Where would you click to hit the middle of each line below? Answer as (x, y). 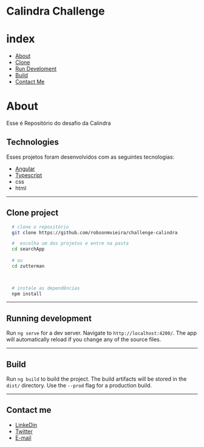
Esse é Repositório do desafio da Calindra (59, 123)
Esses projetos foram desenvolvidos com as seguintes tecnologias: (90, 157)
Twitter (24, 431)
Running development (49, 318)
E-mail (23, 438)
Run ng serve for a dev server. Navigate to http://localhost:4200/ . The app (102, 333)
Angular (25, 168)
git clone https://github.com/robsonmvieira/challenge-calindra (95, 232)
